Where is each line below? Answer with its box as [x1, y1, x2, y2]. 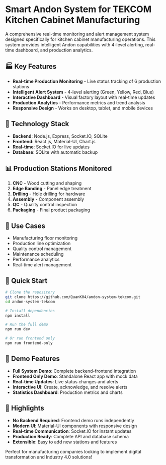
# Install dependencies [5, 308, 55, 313]
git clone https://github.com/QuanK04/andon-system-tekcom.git [5, 294, 141, 300]
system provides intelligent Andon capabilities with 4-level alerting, [5, 41, 144, 47]
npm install [5, 313, 30, 318]
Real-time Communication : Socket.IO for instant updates [12, 428, 132, 434]
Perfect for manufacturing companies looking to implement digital [5, 448, 142, 454]
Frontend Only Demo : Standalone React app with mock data [12, 373, 138, 379]
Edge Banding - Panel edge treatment [12, 186, 92, 192]
